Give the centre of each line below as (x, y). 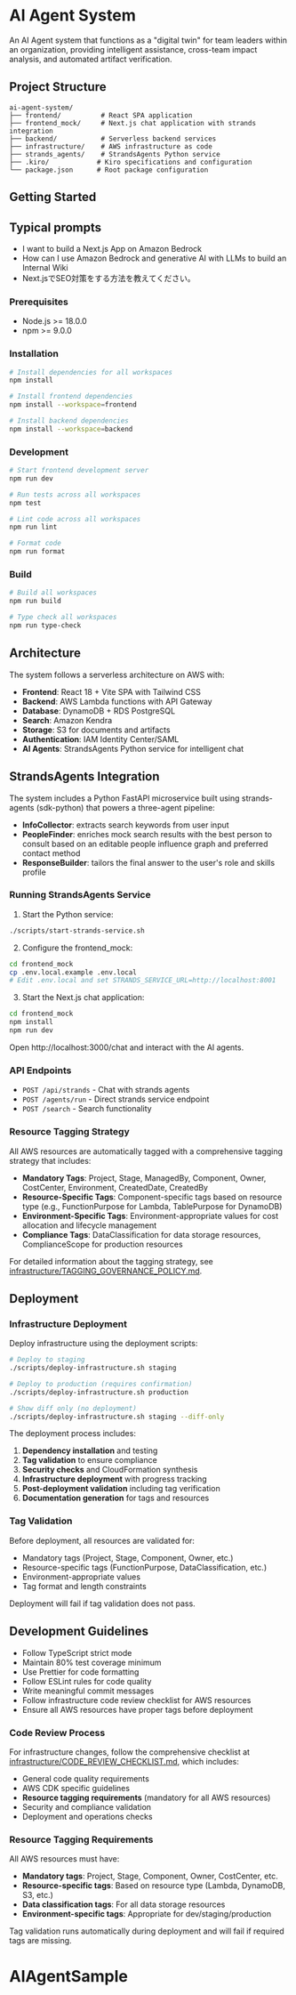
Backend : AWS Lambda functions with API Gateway (117, 701)
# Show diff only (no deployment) (73, 1408)
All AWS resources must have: (64, 1859)
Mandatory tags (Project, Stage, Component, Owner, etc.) (128, 1557)
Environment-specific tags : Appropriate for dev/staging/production (147, 1914)
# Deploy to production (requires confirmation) (101, 1384)
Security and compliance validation (87, 1806)
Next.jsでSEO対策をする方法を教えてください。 (108, 278)
